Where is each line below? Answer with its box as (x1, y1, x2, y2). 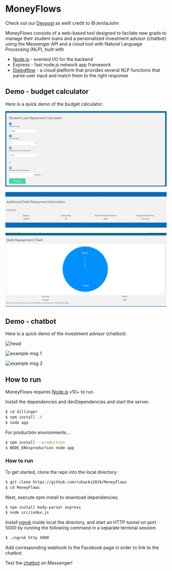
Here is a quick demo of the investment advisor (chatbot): (5, 331, 127, 337)
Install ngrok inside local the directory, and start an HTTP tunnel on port (5, 519, 156, 525)
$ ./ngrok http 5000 (5, 535, 50, 540)
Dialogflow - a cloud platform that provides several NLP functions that (12, 67, 160, 73)
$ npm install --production (5, 440, 66, 445)
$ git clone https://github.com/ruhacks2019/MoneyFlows (5, 479, 127, 485)
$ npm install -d (5, 415, 42, 420)
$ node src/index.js (5, 510, 50, 515)
